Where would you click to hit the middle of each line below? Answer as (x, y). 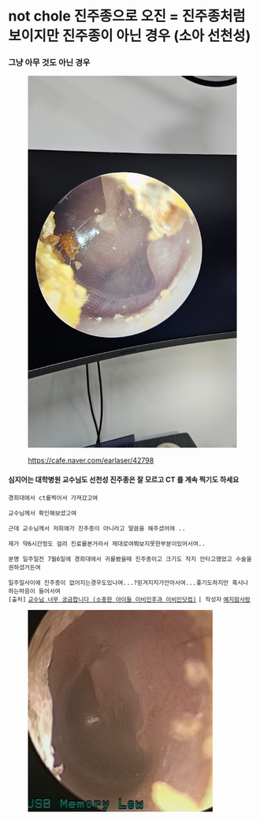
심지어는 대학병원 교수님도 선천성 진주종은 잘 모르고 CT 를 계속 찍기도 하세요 (124, 479)
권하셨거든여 (24, 568)
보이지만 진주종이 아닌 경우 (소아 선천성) (130, 36)
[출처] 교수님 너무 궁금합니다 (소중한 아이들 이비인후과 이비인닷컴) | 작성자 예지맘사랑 (129, 600)
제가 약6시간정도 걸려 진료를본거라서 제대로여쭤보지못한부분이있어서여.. (107, 544)
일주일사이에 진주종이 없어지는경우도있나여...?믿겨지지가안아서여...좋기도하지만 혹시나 (128, 583)
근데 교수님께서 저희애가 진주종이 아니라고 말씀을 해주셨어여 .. (97, 529)
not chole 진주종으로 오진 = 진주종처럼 (127, 16)
